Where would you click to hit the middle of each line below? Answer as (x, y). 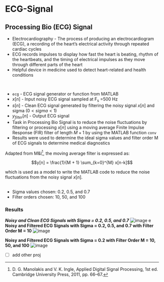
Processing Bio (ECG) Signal (49, 27)
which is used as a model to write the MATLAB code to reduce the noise (78, 172)
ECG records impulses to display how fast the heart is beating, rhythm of (85, 54)
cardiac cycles (27, 49)
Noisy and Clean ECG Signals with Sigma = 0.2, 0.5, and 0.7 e (78, 220)
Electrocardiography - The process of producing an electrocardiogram (83, 39)
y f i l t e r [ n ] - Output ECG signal (41, 116)
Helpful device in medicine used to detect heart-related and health (79, 70)
